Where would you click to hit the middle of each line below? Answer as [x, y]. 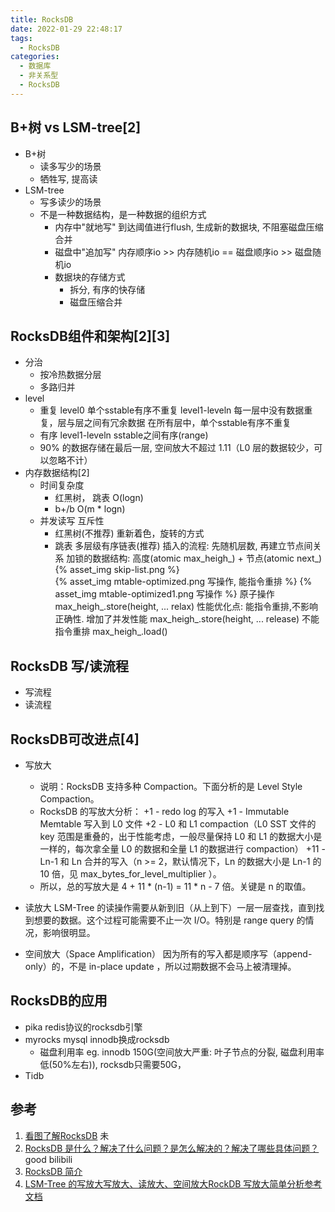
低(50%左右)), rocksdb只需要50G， [113, 1064]
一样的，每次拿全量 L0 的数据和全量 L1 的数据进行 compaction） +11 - [182, 849]
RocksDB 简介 [53, 1171]
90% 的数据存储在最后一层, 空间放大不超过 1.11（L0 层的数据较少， [177, 448]
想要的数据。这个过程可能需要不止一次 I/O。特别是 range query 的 [169, 920]
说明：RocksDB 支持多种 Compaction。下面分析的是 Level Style [171, 786]
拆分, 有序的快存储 [107, 289]
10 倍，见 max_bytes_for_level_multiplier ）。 [130, 874]
